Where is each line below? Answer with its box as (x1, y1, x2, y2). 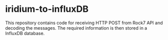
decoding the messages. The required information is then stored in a (5, 25, 147, 31)
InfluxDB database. (5, 30, 45, 36)
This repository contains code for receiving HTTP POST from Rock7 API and (5, 20, 163, 26)
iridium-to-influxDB (5, 3, 89, 15)
